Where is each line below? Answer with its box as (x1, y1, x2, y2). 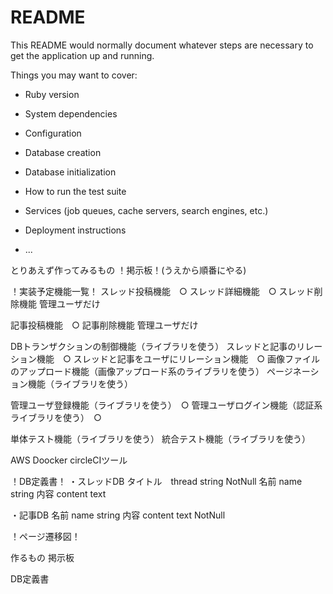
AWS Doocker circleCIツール (10, 454, 128, 466)
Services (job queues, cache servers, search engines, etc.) (24, 204, 269, 216)
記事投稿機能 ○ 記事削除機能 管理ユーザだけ (10, 319, 199, 331)
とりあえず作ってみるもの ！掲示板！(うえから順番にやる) (10, 264, 247, 276)
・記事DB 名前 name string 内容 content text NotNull (10, 509, 226, 521)
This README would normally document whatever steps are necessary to (10, 39, 314, 51)
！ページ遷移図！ (10, 530, 81, 542)
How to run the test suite (24, 185, 127, 197)
